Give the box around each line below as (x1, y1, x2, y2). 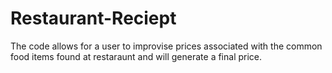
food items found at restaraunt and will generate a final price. (10, 50, 263, 62)
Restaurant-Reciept (10, 7, 177, 30)
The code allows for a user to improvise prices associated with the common (10, 40, 323, 52)
